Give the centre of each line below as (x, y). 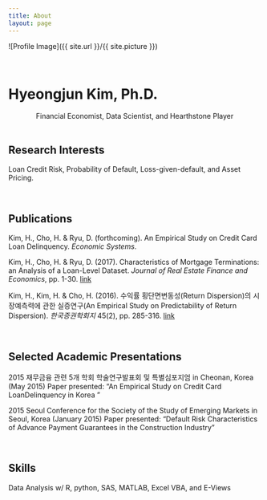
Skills (22, 468)
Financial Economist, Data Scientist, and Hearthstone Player (135, 116)
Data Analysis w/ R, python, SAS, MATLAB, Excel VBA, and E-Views (119, 487)
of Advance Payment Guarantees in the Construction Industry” (111, 427)
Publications (40, 219)
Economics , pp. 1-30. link (50, 279)
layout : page (30, 23)
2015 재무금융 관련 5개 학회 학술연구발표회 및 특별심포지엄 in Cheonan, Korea (131, 377)
